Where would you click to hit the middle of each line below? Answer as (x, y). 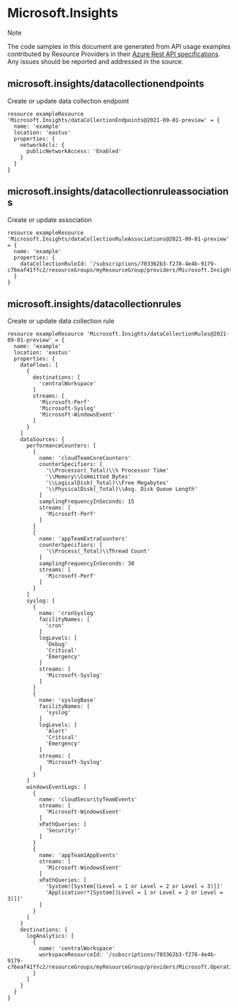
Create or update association (50, 220)
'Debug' (57, 644)
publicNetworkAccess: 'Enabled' (74, 151)
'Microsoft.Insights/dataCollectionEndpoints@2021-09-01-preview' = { (114, 120)
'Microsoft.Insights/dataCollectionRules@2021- (158, 334)
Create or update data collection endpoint (68, 101)
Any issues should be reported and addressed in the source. (96, 61)
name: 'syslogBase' (68, 700)
